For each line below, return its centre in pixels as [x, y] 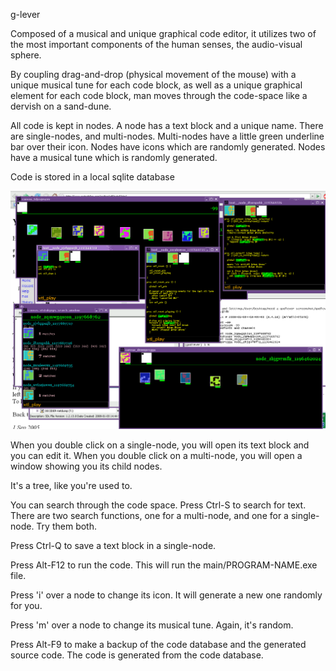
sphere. [26, 55]
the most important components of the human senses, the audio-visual [156, 44]
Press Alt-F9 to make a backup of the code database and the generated [158, 645]
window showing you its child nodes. [86, 466]
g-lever [25, 14]
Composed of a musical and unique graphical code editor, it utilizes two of [163, 33]
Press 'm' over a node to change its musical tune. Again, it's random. [152, 625]
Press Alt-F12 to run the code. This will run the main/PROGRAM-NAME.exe [164, 565]
